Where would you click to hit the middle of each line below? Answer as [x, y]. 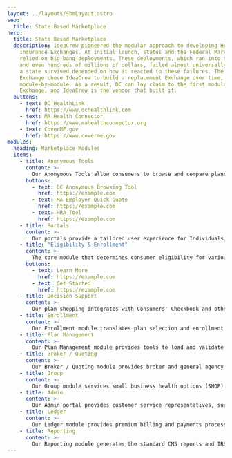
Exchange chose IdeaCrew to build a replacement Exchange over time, [122, 78]
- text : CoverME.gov [49, 129]
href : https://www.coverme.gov [70, 135]
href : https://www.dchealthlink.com [78, 110]
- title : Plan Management [57, 335]
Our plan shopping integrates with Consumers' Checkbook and [122, 309]
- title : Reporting [48, 431]
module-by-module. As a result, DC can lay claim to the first [113, 84]
